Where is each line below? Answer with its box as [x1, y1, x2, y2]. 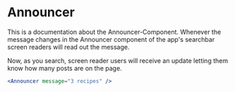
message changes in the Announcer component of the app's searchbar [7, 35, 215, 43]
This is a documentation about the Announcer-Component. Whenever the [7, 28, 222, 36]
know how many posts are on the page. [7, 64, 122, 72]
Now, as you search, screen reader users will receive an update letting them [7, 56, 228, 64]
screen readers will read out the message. [7, 42, 130, 51]
